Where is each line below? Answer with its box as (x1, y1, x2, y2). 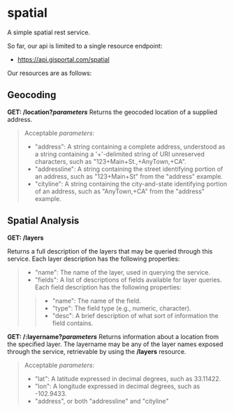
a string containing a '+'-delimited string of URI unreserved (34, 149, 205, 158)
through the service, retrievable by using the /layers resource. (7, 347, 187, 355)
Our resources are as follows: (7, 69, 92, 77)
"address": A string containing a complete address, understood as (34, 142, 226, 151)
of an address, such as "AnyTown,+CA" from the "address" (34, 187, 205, 195)
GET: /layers (7, 233, 44, 242)
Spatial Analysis (7, 215, 80, 227)
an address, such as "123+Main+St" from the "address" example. (34, 172, 224, 180)
